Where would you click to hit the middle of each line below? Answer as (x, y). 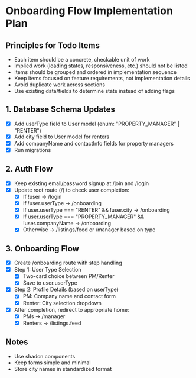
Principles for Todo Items (53, 45)
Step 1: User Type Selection (48, 270)
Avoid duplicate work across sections (60, 85)
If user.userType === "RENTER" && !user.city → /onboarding (96, 210)
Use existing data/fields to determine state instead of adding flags (94, 91)
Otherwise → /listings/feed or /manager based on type (89, 230)
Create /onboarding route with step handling (68, 263)
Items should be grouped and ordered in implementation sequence (95, 72)
